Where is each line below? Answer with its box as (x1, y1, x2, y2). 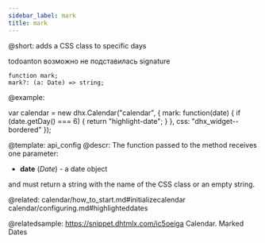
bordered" (8, 125, 42, 134)
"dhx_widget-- (191, 116, 240, 125)
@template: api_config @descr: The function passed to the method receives (8, 140, 258, 149)
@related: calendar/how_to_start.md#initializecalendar (8, 195, 186, 204)
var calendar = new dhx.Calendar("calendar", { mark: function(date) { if (8, 108, 240, 118)
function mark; (8, 71, 59, 79)
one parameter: (8, 148, 59, 158)
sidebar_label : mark (8, 11, 77, 20)
